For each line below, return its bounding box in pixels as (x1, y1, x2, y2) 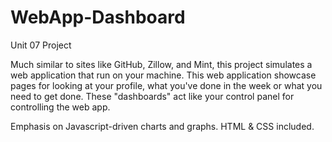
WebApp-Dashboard (10, 6, 186, 29)
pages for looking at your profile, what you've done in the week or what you (10, 79, 323, 91)
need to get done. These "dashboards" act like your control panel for (10, 90, 295, 102)
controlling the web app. (10, 101, 111, 113)
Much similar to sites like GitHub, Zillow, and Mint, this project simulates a (10, 58, 313, 70)
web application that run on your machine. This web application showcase (10, 69, 317, 81)
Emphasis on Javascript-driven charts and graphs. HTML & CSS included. (10, 120, 315, 132)
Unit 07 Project (10, 39, 72, 51)
